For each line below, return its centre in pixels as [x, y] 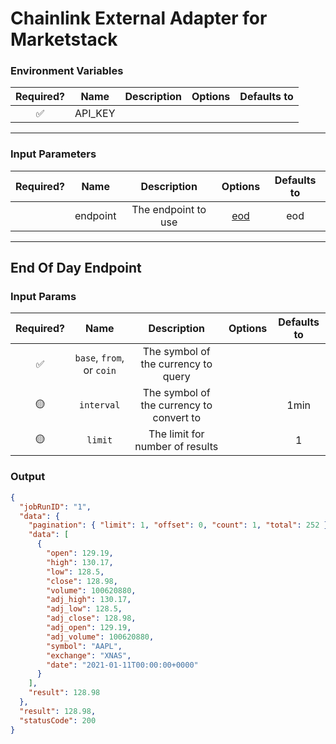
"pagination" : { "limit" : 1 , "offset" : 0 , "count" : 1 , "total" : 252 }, [180, 525]
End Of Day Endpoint [76, 268]
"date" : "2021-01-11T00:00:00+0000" [122, 665]
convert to [176, 418]
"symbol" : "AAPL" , [84, 646]
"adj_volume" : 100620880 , [100, 637]
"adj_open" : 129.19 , [89, 628]
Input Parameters [53, 154]
